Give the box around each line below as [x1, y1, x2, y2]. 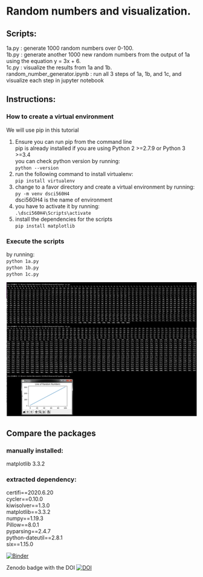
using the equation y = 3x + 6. [6, 58, 81, 64]
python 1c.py [6, 271, 39, 277]
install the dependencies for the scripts [14, 215, 113, 223]
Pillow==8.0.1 [6, 521, 39, 528]
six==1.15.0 [6, 541, 34, 548]
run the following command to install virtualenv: [14, 170, 134, 177]
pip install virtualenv [14, 178, 76, 184]
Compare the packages [6, 428, 96, 438]
